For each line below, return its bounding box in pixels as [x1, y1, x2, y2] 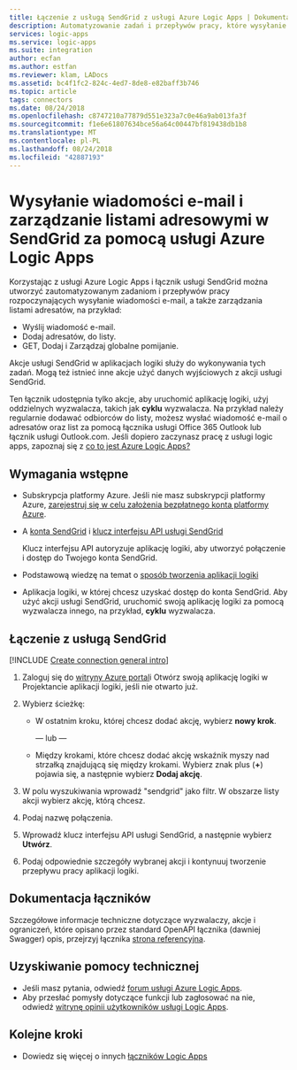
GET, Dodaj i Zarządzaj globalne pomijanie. [21, 341, 179, 351]
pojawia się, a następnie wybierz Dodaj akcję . [34, 769, 203, 780]
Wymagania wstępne [9, 466, 129, 481]
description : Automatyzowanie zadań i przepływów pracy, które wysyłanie [9, 21, 287, 30]
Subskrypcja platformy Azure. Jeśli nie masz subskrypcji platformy [21, 490, 266, 501]
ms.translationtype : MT [9, 128, 97, 137]
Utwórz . [21, 839, 53, 850]
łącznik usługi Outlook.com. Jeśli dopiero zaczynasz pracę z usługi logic [9, 431, 273, 443]
